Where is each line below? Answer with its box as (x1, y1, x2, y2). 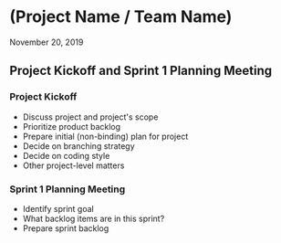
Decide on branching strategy (22, 140, 135, 152)
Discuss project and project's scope (22, 111, 159, 122)
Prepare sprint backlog (22, 222, 109, 234)
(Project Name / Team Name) (9, 6, 233, 27)
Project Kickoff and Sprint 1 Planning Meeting (9, 63, 272, 79)
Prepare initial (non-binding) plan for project (22, 131, 189, 142)
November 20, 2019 (9, 37, 84, 48)
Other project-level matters (22, 160, 125, 171)
